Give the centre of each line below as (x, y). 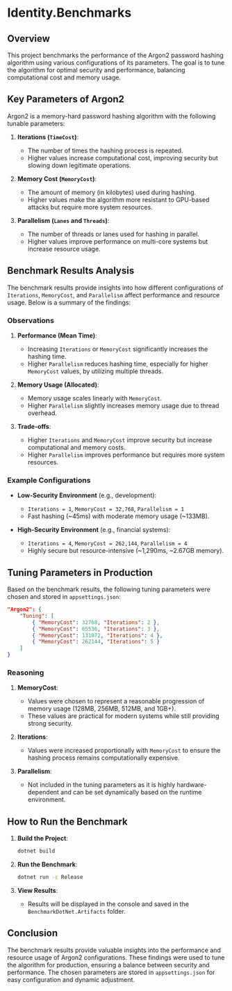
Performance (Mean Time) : (57, 335)
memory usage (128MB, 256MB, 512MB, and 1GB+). (101, 709)
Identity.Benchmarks (69, 13)
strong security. (50, 724)
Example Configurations (49, 480)
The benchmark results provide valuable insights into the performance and (114, 950)
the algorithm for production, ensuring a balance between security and (108, 965)
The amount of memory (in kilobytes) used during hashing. (112, 192)
